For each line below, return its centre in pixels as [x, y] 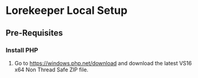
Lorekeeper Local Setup [67, 11]
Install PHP [22, 50]
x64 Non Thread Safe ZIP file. [51, 70]
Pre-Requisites [34, 33]
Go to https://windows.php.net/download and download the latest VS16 [103, 63]
